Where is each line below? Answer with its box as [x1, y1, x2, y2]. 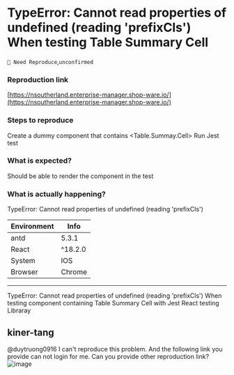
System [10, 256, 36, 266]
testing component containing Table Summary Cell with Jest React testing [7, 299, 219, 308]
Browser [10, 267, 38, 277]
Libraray [7, 306, 31, 314]
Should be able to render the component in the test [7, 172, 154, 180]
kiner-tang [7, 326, 54, 338]
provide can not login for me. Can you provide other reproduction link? [7, 352, 210, 360]
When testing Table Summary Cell [7, 35, 209, 50]
